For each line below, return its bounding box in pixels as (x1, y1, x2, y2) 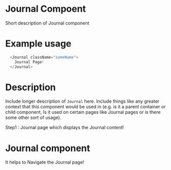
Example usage (5, 38, 72, 50)
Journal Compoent (5, 3, 87, 15)
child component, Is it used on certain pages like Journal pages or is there (5, 109, 161, 115)
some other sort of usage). (5, 114, 62, 120)
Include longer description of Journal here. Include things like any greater (5, 98, 160, 105)
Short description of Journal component (5, 20, 90, 26)
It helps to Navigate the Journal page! (5, 159, 84, 165)
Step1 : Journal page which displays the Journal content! (5, 125, 124, 131)
